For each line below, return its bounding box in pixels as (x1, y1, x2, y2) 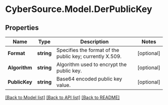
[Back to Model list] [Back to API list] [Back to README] (5, 94, 120, 100)
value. (56, 81, 71, 88)
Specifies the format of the (56, 46, 119, 53)
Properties (5, 23, 39, 32)
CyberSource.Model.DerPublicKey (5, 3, 152, 15)
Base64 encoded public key (56, 75, 122, 82)
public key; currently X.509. (56, 53, 121, 59)
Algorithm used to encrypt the (56, 61, 127, 68)
